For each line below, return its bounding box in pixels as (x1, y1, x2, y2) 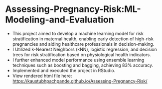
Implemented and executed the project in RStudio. (12, 67, 116, 73)
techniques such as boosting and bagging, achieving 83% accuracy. (12, 62, 154, 68)
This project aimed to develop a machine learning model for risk (12, 30, 144, 36)
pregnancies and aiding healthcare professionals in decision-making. (12, 41, 155, 47)
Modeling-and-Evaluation (5, 14, 114, 25)
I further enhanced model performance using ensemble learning (12, 57, 145, 63)
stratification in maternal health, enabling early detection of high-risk (12, 36, 154, 42)
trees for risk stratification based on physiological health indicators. (12, 51, 151, 58)
